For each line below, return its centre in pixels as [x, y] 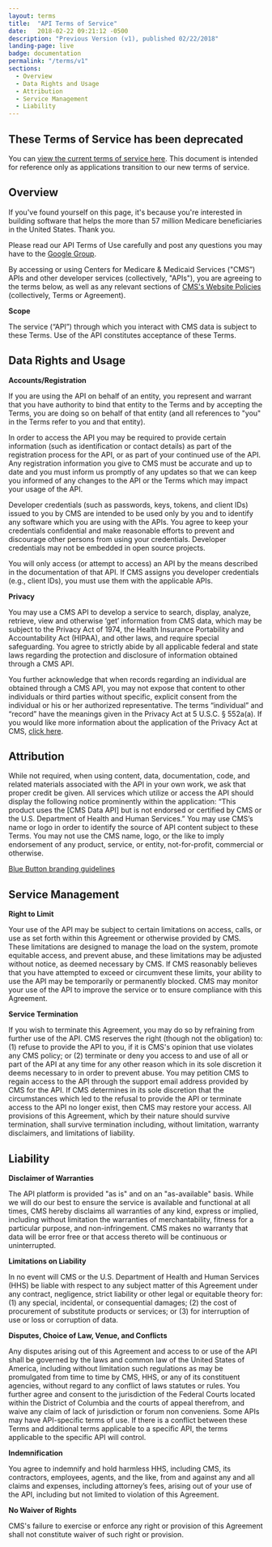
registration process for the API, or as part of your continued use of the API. [135, 454]
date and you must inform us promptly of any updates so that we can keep [133, 471]
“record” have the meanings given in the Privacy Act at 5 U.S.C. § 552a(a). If [136, 714]
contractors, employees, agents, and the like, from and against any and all [132, 1477]
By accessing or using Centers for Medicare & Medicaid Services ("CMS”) [132, 269]
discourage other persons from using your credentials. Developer [117, 539]
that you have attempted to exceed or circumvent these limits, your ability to [135, 973]
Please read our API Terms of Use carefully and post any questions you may [136, 245]
